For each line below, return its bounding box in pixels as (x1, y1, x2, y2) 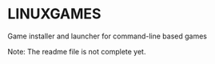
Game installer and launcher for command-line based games (7, 31, 207, 41)
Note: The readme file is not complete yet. (7, 46, 146, 56)
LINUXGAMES (7, 5, 102, 23)
